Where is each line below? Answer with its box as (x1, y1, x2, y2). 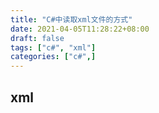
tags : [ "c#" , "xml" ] (10, 42, 97, 53)
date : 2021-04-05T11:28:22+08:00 (10, 24, 150, 34)
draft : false (10, 33, 65, 43)
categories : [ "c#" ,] (10, 52, 97, 62)
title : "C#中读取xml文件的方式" (10, 14, 133, 25)
